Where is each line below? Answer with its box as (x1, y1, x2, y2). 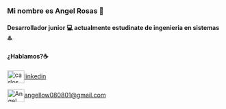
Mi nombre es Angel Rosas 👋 (7, 6, 104, 16)
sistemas (192, 23, 220, 31)
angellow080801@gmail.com (24, 91, 106, 99)
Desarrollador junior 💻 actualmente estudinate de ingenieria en (7, 23, 192, 31)
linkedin (24, 72, 47, 80)
